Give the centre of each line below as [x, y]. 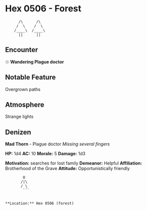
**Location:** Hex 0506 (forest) [40, 204]
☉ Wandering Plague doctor [35, 62]
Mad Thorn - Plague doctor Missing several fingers [57, 144]
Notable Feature [30, 77]
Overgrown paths [23, 89]
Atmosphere [25, 105]
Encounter [22, 50]
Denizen [18, 132]
